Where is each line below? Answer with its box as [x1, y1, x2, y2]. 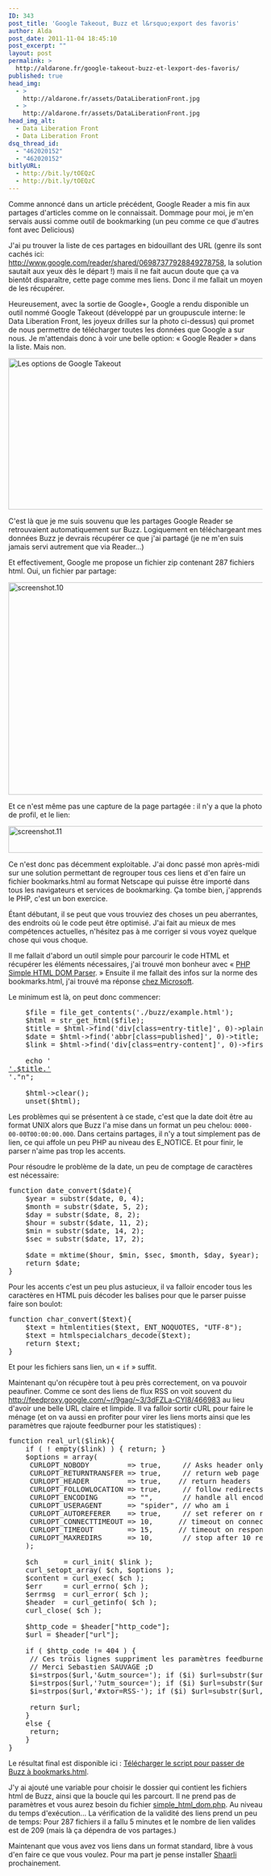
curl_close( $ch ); [25, 1605, 102, 1615]
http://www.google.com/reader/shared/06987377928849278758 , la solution [8, 258, 262, 267]
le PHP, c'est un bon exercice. [8, 893, 108, 903]
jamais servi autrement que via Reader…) [8, 542, 144, 552]
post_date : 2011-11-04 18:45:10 [8, 34, 117, 43]
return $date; [25, 1258, 81, 1268]
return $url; [29, 1702, 81, 1712]
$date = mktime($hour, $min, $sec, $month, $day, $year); [25, 1250, 260, 1260]
